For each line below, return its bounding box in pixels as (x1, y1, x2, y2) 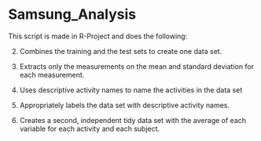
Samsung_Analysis (8, 5, 136, 23)
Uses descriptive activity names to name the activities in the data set (19, 85, 243, 95)
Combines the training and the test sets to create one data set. (19, 46, 222, 56)
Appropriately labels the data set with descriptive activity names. (19, 100, 230, 110)
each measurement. (19, 70, 85, 79)
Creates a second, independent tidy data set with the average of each (19, 115, 246, 125)
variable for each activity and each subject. (19, 124, 160, 133)
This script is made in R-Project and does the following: (8, 31, 188, 41)
